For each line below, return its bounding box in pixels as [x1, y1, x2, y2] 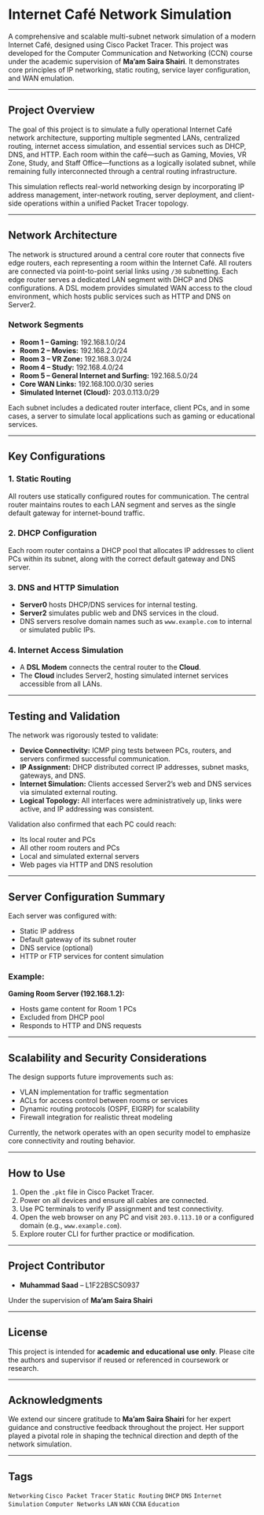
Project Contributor [8, 1259, 105, 1273]
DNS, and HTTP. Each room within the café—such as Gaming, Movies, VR [8, 150, 247, 159]
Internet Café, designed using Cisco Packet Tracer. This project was [8, 39, 229, 49]
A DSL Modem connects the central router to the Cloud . [19, 663, 202, 672]
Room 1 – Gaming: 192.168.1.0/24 [19, 337, 126, 347]
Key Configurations [8, 450, 106, 463]
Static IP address [19, 926, 75, 936]
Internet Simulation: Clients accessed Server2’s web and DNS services [19, 779, 252, 789]
